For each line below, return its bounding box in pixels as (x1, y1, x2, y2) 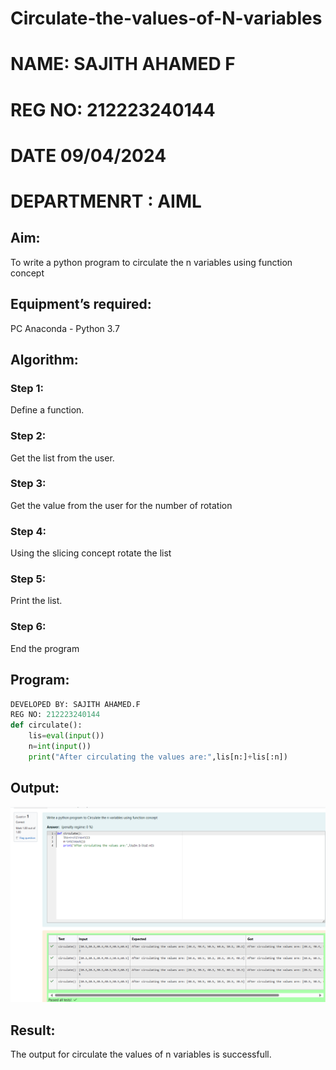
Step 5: (10, 572, 47, 586)
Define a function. (10, 404, 85, 416)
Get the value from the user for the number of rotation (10, 499, 233, 511)
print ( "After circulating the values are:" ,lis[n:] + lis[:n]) (28, 752, 288, 762)
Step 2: (10, 429, 47, 443)
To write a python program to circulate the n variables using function (10, 256, 293, 268)
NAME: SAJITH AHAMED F (10, 53, 236, 76)
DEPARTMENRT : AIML (10, 190, 202, 212)
